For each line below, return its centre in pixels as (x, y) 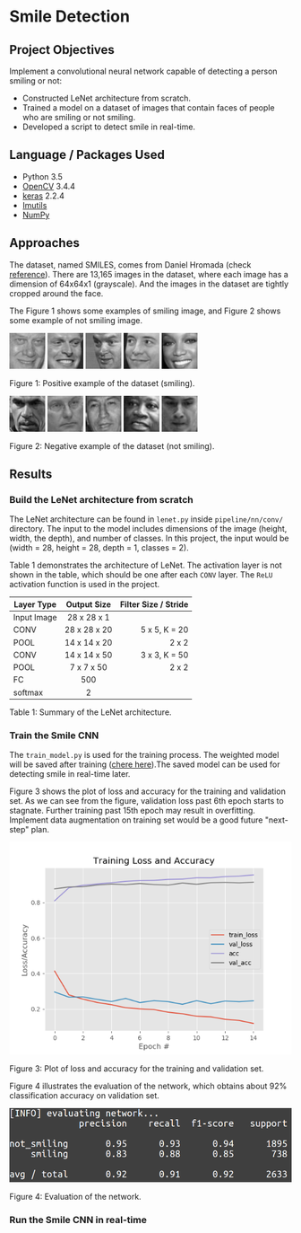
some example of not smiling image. (76, 320)
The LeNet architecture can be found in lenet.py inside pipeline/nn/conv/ (146, 519)
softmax (28, 692)
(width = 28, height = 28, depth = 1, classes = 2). (99, 548)
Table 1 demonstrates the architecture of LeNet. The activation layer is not (146, 565)
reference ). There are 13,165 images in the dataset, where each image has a (149, 274)
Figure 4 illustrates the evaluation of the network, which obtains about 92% (148, 1086)
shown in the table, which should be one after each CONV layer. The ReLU (141, 575)
